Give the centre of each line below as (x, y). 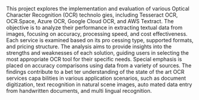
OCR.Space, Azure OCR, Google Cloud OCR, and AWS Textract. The (90, 21)
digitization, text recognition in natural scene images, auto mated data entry (99, 85)
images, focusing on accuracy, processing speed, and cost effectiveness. (97, 34)
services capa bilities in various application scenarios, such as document (96, 78)
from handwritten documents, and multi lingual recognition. (79, 91)
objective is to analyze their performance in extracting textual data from (94, 27)
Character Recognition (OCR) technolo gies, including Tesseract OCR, (92, 15)
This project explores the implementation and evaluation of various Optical (98, 9)
